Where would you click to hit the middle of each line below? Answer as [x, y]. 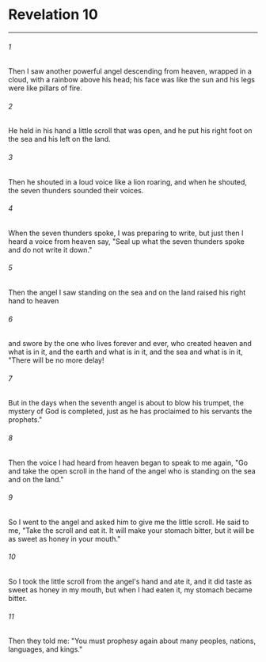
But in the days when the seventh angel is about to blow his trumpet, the [126, 403]
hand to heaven [34, 301]
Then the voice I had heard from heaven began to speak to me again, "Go [128, 462]
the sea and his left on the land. [59, 139]
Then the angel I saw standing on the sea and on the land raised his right [127, 292]
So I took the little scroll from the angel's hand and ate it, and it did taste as [130, 581]
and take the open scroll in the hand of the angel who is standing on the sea [132, 471]
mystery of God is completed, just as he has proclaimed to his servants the [130, 411]
